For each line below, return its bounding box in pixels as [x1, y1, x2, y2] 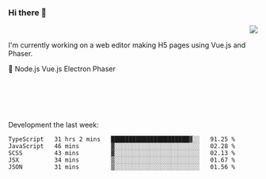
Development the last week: [8, 120, 99, 130]
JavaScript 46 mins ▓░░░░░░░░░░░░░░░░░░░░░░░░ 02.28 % [8, 143, 236, 150]
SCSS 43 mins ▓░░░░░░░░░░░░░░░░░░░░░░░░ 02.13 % [8, 150, 236, 158]
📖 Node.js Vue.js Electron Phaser [8, 64, 116, 74]
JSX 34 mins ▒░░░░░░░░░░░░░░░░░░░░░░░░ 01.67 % [8, 156, 236, 165]
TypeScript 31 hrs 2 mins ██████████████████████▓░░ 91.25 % [8, 135, 236, 143]
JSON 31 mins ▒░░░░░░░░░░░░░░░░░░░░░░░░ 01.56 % [8, 163, 236, 171]
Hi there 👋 [8, 7, 47, 18]
